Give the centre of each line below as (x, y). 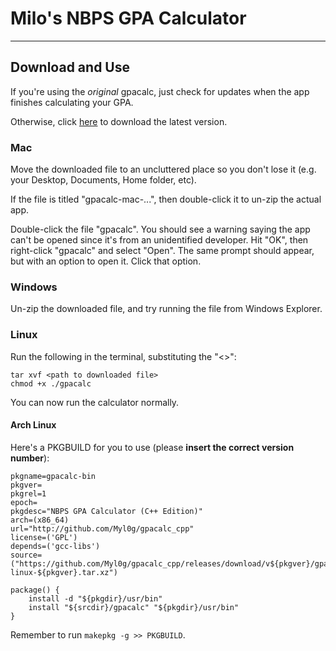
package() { (35, 590)
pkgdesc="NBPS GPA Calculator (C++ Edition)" (106, 511)
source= (26, 555)
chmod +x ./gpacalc (51, 383)
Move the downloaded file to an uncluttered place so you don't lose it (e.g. (163, 169)
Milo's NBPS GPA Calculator (128, 18)
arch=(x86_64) (40, 520)
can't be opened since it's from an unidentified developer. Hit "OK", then (159, 240)
